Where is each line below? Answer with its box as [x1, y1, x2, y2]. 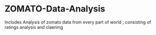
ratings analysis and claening [4, 24, 63, 30]
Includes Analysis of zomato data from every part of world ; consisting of [4, 19, 152, 25]
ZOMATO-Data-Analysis [4, 3, 105, 14]
